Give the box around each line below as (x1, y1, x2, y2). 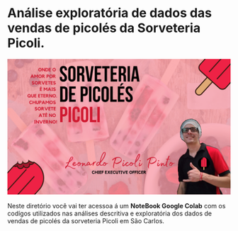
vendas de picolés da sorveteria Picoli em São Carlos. (7, 216, 165, 225)
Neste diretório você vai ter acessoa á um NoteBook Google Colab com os (7, 201, 226, 210)
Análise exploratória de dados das (7, 5, 212, 21)
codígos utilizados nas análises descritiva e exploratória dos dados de (7, 209, 212, 218)
